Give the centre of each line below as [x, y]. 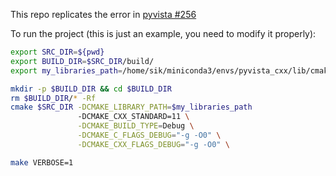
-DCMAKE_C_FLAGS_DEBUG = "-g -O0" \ [149, 135]
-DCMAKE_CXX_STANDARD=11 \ [133, 117]
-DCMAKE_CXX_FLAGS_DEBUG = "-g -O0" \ [153, 144]
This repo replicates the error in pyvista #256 [103, 14]
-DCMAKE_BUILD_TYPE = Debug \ [136, 126]
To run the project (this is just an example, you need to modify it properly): [163, 33]
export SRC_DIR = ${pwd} [57, 52]
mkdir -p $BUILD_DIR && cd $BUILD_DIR [91, 89]
